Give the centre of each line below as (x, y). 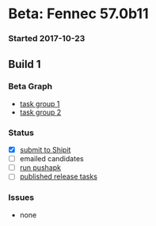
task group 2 (40, 112)
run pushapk (40, 168)
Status (21, 133)
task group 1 (40, 104)
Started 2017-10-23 (47, 39)
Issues (21, 198)
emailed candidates (52, 159)
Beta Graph (30, 86)
